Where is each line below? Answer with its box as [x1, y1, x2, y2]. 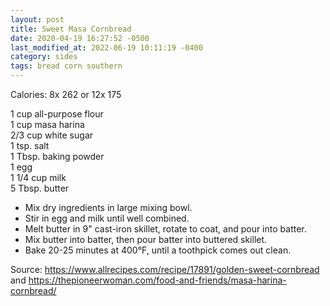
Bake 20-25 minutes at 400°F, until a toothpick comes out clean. [24, 244, 292, 256]
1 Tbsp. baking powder [10, 151, 105, 162]
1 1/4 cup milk [10, 172, 67, 183]
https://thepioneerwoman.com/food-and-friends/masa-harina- [28, 274, 287, 286]
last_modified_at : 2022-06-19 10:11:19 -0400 [10, 42, 203, 53]
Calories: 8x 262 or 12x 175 [10, 89, 122, 100]
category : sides [10, 52, 78, 62]
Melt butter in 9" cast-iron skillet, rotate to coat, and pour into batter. [24, 223, 307, 235]
